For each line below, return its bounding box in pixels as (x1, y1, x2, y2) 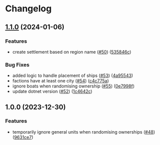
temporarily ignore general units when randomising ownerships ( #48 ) (12, 129, 156, 135)
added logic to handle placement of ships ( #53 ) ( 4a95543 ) (12, 72, 134, 78)
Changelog (5, 3, 52, 14)
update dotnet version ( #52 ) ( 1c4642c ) (12, 88, 93, 94)
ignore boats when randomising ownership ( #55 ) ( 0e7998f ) (12, 83, 135, 89)
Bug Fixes (5, 61, 30, 68)
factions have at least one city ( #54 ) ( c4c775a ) (12, 78, 109, 84)
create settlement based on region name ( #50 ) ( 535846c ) (12, 49, 132, 55)
